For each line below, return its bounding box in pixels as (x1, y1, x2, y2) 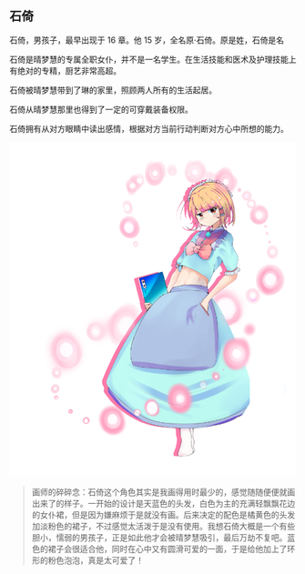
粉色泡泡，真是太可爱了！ (47, 555, 144, 566)
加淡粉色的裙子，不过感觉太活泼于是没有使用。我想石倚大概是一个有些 (31, 521, 296, 532)
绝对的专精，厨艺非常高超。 (16, 65, 121, 76)
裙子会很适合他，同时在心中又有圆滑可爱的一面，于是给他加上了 (47, 544, 288, 555)
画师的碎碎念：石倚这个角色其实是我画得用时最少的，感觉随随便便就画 (31, 487, 296, 498)
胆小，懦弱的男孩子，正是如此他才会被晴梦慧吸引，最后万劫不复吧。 (31, 532, 288, 543)
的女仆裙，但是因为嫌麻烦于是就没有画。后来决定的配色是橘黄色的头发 (31, 509, 296, 520)
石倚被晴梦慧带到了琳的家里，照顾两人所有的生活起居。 (9, 85, 217, 96)
